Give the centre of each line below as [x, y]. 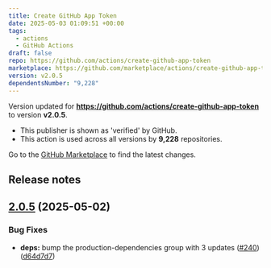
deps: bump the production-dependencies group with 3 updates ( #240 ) [140, 247]
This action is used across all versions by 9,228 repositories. [121, 138]
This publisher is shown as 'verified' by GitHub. [98, 130]
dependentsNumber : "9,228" [54, 83]
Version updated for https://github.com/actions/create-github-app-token [134, 106]
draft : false [30, 53]
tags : [17, 31]
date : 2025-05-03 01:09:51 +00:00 [67, 23]
